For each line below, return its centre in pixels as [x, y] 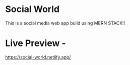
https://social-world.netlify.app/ [38, 57]
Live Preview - [36, 43]
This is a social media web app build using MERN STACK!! [65, 23]
